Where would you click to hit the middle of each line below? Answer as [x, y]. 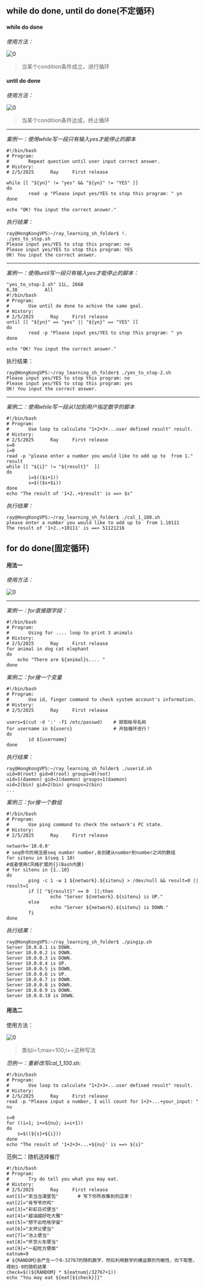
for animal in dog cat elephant [48, 649]
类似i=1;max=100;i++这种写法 [59, 1050]
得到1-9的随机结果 [27, 1267]
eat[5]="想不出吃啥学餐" [35, 1222]
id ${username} [48, 740]
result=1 [17, 886]
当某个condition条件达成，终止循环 [66, 120]
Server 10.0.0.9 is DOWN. [39, 991]
